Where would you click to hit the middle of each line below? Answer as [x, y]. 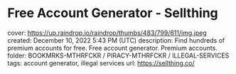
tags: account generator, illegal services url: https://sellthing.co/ [101, 63]
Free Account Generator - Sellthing [113, 13]
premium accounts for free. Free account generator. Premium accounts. [113, 48]
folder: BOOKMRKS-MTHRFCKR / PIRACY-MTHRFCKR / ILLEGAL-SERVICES [118, 55]
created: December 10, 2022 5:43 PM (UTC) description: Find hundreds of [116, 40]
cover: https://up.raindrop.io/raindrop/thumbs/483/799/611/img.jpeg [107, 33]
